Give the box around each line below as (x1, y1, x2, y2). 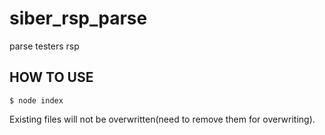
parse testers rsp (9, 40, 80, 52)
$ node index (9, 95, 64, 106)
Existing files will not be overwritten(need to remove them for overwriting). (9, 113, 316, 125)
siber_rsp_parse (9, 7, 148, 30)
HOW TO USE (9, 69, 94, 86)
